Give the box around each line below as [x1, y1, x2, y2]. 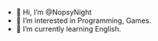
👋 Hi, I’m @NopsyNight [15, 8, 92, 17]
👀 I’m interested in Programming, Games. [15, 16, 152, 25]
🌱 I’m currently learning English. [15, 24, 122, 33]
